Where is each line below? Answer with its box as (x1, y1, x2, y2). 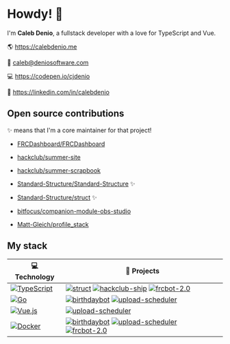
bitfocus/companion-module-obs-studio (16, 207, 131, 215)
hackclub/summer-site (16, 153, 81, 161)
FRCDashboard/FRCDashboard (16, 140, 105, 148)
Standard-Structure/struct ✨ (16, 193, 97, 201)
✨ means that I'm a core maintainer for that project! (7, 126, 152, 134)
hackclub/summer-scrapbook (16, 166, 101, 174)
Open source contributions (7, 108, 125, 119)
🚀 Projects (125, 267, 159, 276)
